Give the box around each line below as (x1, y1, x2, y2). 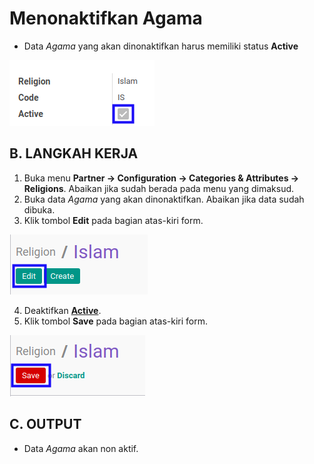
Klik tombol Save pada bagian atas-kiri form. (23, 315, 209, 327)
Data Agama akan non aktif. (23, 442, 139, 454)
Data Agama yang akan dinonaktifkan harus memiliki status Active (23, 40, 299, 52)
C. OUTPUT (9, 416, 82, 433)
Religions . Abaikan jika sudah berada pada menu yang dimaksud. (23, 182, 295, 194)
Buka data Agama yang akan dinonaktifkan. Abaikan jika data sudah (23, 193, 305, 205)
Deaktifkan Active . (23, 304, 102, 316)
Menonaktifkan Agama (9, 7, 203, 30)
